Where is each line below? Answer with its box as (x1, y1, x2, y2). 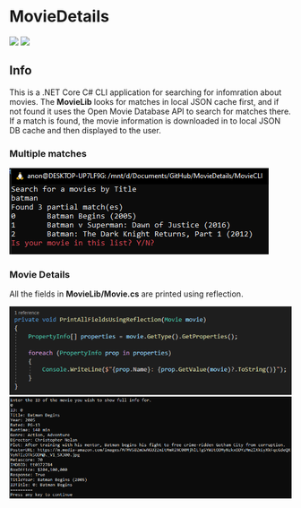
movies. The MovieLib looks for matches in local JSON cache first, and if (9, 96, 279, 107)
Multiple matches (9, 147, 87, 159)
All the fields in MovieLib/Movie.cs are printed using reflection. (9, 288, 244, 299)
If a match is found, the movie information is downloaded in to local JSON (9, 115, 281, 126)
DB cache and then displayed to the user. (9, 125, 161, 135)
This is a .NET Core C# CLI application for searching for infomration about (9, 87, 282, 98)
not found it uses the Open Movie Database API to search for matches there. (9, 106, 291, 116)
